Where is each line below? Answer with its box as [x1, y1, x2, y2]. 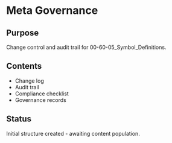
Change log [14, 77, 44, 84]
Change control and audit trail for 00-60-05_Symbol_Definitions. [6, 43, 167, 51]
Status [6, 114, 32, 124]
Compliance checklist [14, 90, 69, 97]
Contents [6, 61, 42, 71]
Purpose [6, 28, 39, 38]
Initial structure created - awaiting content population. [6, 130, 140, 137]
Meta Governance [6, 4, 98, 17]
